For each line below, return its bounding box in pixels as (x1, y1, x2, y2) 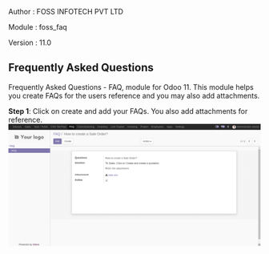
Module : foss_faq (8, 22, 68, 31)
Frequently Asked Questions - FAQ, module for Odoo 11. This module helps (8, 82, 254, 91)
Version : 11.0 (8, 38, 52, 47)
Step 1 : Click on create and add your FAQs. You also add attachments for (8, 106, 248, 115)
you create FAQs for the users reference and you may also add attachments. (8, 91, 260, 100)
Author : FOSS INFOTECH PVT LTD (8, 7, 124, 16)
